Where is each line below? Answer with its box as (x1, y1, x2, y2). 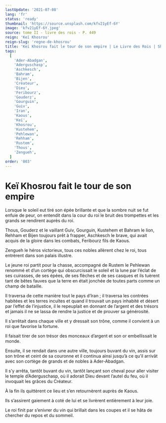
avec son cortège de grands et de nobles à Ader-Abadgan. (5, 358, 125, 364)
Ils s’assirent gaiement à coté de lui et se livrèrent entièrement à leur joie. (5, 398, 154, 404)
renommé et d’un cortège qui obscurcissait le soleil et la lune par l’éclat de (5, 268, 157, 274)
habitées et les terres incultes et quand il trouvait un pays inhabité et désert (5, 298, 159, 304)
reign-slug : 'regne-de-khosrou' (5, 40, 72, 45)
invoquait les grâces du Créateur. (5, 378, 73, 384)
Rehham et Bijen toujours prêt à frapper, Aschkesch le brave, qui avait (5, 233, 147, 238)
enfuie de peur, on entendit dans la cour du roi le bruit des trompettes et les (5, 212, 159, 218)
